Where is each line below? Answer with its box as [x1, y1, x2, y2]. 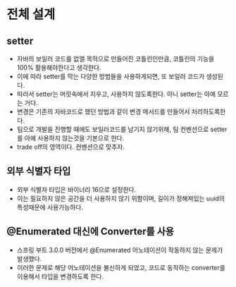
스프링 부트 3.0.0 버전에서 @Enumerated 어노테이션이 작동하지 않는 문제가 [16, 245, 223, 254]
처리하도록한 [191, 107, 226, 116]
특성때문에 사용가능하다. [16, 202, 84, 212]
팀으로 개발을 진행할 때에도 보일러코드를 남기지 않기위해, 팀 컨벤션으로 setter [16, 125, 228, 133]
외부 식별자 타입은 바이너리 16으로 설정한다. [16, 185, 137, 194]
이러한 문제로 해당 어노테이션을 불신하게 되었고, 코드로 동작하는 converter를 [16, 263, 226, 271]
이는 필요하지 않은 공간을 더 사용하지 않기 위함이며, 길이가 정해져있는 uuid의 [16, 194, 225, 202]
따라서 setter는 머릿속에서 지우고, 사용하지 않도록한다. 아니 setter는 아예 [16, 90, 216, 98]
